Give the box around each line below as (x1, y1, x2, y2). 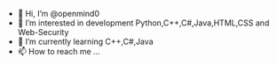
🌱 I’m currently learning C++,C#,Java (17, 36, 154, 47)
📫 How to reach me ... (17, 47, 100, 56)
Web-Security (17, 27, 69, 37)
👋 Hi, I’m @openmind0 (17, 9, 100, 18)
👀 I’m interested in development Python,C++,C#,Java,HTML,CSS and (17, 18, 270, 28)
